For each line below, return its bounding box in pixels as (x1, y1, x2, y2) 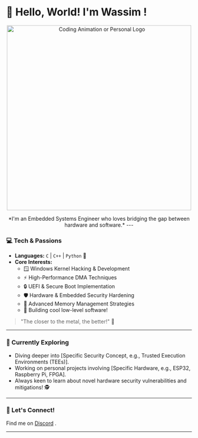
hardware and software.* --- (64, 221, 134, 228)
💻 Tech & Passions (6, 236, 62, 244)
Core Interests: (14, 259, 52, 266)
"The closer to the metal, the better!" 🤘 (20, 318, 115, 325)
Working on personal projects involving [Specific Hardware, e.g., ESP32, (14, 364, 191, 372)
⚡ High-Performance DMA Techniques (23, 274, 117, 281)
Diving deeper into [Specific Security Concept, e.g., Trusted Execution (14, 352, 186, 359)
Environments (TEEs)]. (14, 358, 70, 365)
